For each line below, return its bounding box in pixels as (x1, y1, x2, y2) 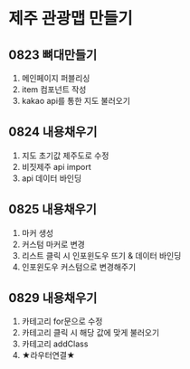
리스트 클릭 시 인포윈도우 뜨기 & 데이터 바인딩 (21, 250, 182, 260)
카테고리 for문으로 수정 (21, 316, 103, 326)
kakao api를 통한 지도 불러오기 (21, 96, 130, 106)
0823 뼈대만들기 (8, 47, 98, 62)
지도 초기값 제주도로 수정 (21, 150, 109, 161)
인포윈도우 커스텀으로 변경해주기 (21, 261, 137, 272)
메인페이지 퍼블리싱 (21, 73, 90, 83)
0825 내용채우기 (8, 202, 97, 217)
